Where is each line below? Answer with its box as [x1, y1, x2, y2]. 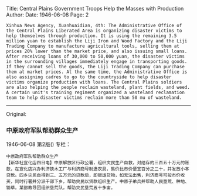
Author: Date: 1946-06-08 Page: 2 [6, 11, 89, 18]
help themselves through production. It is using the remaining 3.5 [6, 33, 177, 39]
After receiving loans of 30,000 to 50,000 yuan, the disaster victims [6, 54, 185, 59]
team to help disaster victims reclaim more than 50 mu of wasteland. [6, 95, 182, 101]
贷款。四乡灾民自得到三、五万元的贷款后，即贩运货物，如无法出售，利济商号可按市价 [6, 172, 181, 178]
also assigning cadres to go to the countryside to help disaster [6, 74, 172, 80]
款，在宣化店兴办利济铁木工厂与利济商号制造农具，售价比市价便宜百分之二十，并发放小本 [6, 166, 189, 172]
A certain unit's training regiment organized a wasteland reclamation [6, 89, 185, 95]
